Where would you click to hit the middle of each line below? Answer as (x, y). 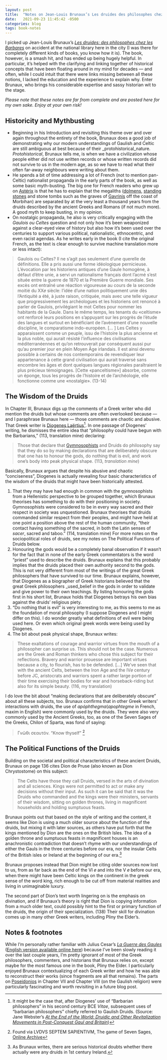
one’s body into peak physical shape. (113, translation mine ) (78, 461)
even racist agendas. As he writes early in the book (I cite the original (83, 238)
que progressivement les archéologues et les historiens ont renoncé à (89, 301)
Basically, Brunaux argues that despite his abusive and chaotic (69, 471)
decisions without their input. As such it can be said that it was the (85, 791)
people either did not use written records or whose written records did (84, 159)
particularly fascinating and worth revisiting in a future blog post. (71, 987)
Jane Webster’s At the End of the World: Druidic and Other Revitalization (86, 1017)
